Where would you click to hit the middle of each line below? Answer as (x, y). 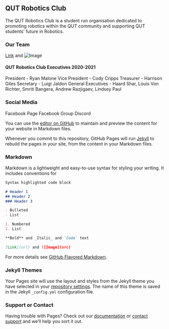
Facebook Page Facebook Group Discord (48, 113)
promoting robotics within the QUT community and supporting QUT (75, 26)
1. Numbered (18, 224)
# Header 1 (17, 192)
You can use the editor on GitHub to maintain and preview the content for (81, 123)
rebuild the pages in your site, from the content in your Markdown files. (79, 143)
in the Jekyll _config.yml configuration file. (50, 291)
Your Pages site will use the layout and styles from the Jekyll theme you (80, 281)
